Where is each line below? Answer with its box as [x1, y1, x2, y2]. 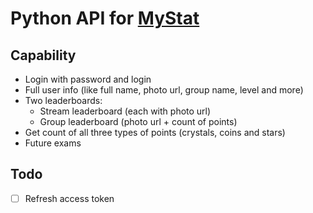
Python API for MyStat [10, 7, 200, 30]
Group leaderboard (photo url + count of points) [39, 116, 238, 127]
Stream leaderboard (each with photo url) [39, 105, 212, 117]
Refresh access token [24, 192, 115, 204]
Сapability [10, 47, 77, 64]
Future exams [24, 137, 82, 149]
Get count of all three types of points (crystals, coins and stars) [24, 127, 286, 138]
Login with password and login [24, 73, 152, 85]
